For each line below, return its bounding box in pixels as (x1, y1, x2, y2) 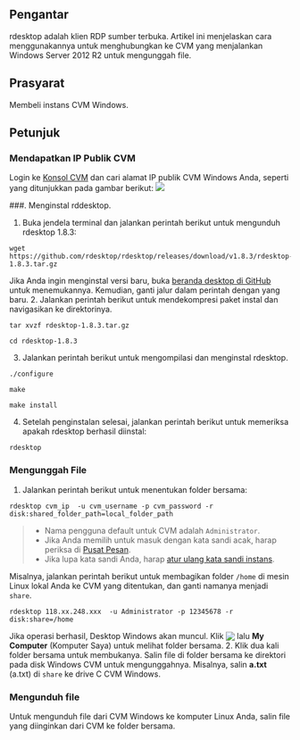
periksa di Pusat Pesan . (44, 544, 131, 554)
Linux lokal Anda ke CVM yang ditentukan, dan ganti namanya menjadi (9, 580, 269, 591)
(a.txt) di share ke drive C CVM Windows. (9, 669, 161, 679)
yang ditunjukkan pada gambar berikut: (9, 183, 154, 194)
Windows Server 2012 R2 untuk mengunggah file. (9, 49, 192, 61)
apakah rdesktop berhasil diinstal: (21, 426, 147, 437)
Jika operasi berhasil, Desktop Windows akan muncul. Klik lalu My (9, 630, 265, 641)
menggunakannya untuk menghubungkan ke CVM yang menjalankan (9, 40, 263, 51)
